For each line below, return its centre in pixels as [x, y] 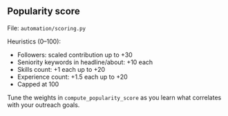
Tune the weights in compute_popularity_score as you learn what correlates [114, 97]
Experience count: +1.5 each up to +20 [72, 77]
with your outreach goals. [44, 105]
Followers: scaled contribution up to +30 [75, 55]
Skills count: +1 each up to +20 [61, 69]
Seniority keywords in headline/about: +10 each [85, 62]
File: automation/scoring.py [47, 28]
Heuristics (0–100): [34, 41]
